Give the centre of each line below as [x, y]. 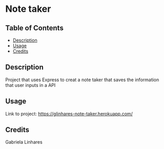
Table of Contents [35, 28]
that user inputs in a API [30, 85]
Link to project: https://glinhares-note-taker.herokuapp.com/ [69, 114]
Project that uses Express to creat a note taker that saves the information [82, 80]
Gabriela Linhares [24, 142]
